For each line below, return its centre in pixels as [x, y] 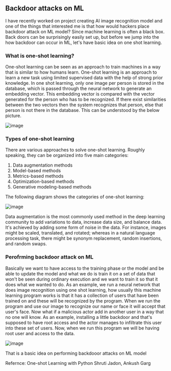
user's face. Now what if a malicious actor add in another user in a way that [85, 312]
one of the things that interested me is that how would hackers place [77, 26]
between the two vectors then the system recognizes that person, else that [84, 105]
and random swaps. [26, 244]
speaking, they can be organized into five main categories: [67, 155]
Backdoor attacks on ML [45, 8]
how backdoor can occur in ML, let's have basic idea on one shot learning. [84, 42]
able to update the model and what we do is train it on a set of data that [80, 273]
